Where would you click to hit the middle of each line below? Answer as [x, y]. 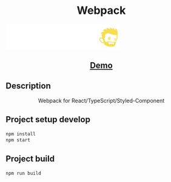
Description [28, 86]
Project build [30, 159]
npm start [18, 140]
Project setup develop [48, 119]
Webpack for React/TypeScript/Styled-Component [101, 100]
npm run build [24, 174]
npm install [21, 134]
